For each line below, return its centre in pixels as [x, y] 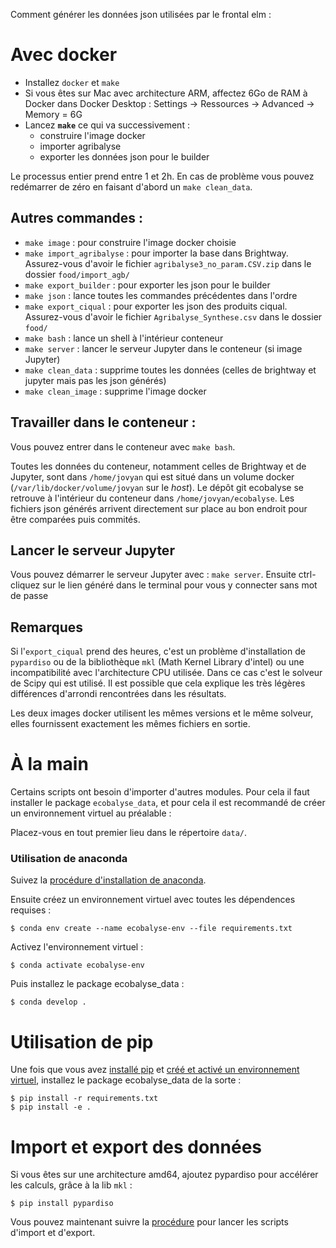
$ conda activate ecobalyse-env [77, 965]
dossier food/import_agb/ [77, 274]
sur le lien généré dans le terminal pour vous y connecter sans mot [180, 585]
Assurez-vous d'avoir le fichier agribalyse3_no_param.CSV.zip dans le [168, 263]
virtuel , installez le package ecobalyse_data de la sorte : [126, 1080]
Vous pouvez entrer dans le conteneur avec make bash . [123, 446]
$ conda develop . [48, 1002]
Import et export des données [136, 1146]
